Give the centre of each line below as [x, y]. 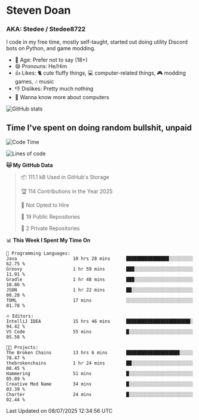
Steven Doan [38, 10]
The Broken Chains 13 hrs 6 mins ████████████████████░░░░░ [100, 353]
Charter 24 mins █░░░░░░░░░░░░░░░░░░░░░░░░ [100, 395]
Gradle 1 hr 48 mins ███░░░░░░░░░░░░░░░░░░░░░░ [100, 280]
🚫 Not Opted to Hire [45, 205]
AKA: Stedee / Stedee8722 [46, 29]
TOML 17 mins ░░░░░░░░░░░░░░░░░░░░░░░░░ [100, 301]
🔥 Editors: [20, 316]
